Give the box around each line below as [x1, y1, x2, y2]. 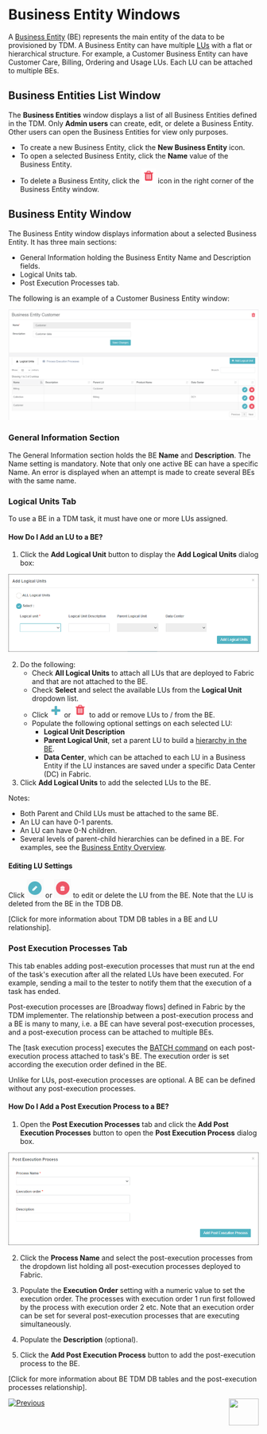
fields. [19, 261, 41, 270]
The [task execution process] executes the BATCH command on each [8, 1043, 237, 1052]
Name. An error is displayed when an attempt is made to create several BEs [8, 467, 255, 477]
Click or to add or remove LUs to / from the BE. [31, 710, 216, 719]
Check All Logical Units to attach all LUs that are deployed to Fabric [31, 668, 254, 678]
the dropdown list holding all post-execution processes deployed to [19, 1261, 241, 1271]
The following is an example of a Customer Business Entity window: [8, 293, 230, 303]
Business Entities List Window [8, 89, 161, 103]
